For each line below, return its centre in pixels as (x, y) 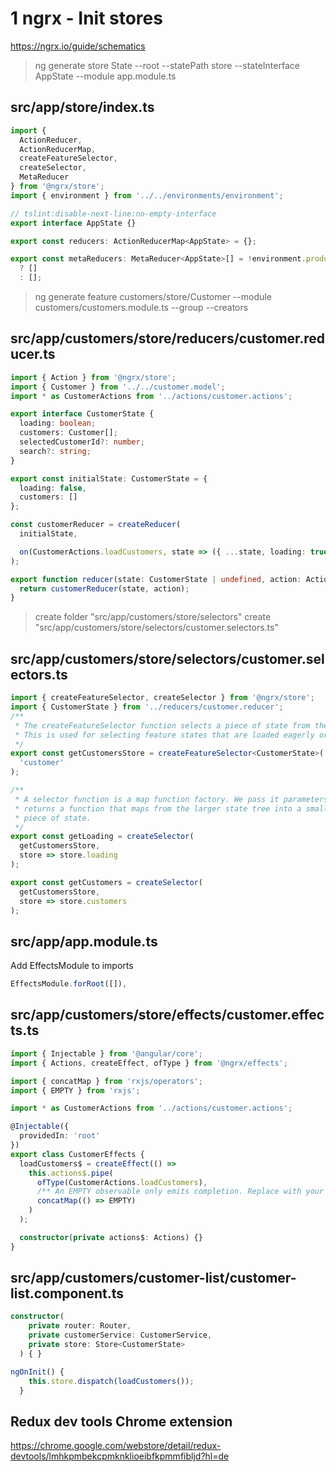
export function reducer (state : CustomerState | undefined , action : (156, 579)
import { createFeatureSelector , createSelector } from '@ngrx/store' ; (162, 698)
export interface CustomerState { (82, 414)
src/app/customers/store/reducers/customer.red (168, 338)
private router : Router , (80, 1326)
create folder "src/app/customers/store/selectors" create (153, 617)
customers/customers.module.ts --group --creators (141, 307)
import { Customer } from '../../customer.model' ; (118, 387)
